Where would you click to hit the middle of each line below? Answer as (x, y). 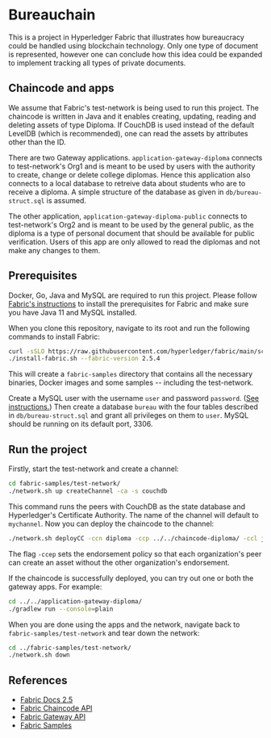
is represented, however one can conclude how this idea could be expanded (135, 54)
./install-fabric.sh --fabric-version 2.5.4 (84, 359)
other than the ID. (37, 142)
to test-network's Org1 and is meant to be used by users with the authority (132, 166)
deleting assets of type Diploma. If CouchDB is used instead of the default (131, 125)
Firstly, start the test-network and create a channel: (94, 469)
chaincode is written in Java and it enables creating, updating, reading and (132, 116)
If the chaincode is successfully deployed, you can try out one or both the (131, 577)
